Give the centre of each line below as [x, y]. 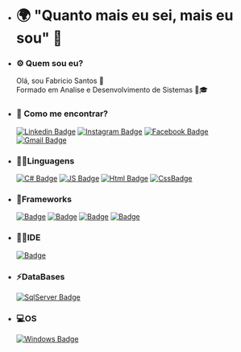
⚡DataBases [40, 276]
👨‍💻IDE [28, 238]
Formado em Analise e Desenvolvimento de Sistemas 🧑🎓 [112, 90]
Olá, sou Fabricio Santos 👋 [60, 81]
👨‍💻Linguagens [45, 160]
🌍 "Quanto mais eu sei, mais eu [125, 16]
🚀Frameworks [44, 199]
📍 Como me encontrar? [62, 114]
